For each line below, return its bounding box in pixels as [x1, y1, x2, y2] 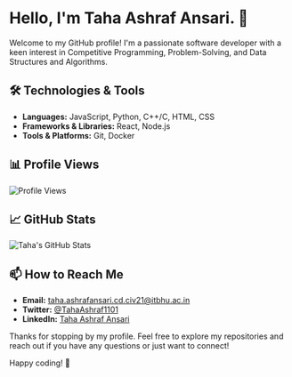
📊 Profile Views [9, 157, 100, 172]
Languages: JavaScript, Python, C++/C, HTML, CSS [21, 111, 215, 122]
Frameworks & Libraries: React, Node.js [21, 120, 171, 132]
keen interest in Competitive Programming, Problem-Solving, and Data [9, 46, 267, 57]
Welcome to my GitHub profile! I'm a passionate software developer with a [9, 37, 282, 48]
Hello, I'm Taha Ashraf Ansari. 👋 [9, 8, 249, 28]
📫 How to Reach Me [9, 267, 124, 282]
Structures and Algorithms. [9, 56, 109, 67]
